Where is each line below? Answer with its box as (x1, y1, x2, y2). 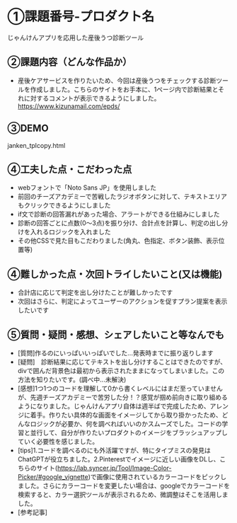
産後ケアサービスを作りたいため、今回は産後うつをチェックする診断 (17, 76, 216, 84)
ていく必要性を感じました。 (17, 437, 99, 445)
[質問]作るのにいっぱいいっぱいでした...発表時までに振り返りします (17, 349, 214, 357)
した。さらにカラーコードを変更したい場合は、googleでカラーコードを (23, 481, 231, 490)
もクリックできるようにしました (17, 201, 111, 209)
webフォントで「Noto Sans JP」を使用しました (17, 183, 157, 192)
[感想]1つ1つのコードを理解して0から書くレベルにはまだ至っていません (17, 384, 223, 392)
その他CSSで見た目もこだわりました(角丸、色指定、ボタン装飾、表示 (17, 236, 219, 245)
